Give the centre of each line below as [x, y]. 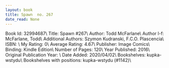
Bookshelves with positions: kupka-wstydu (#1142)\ [77, 60]
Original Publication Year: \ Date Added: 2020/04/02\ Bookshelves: [76, 55]
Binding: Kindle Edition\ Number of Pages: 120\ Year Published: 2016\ [78, 50]
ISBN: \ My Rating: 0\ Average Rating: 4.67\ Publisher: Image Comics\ [78, 44]
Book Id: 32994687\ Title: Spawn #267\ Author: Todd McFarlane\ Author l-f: [84, 34]
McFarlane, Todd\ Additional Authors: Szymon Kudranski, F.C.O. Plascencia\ [84, 39]
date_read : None [22, 19]
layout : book [19, 10]
